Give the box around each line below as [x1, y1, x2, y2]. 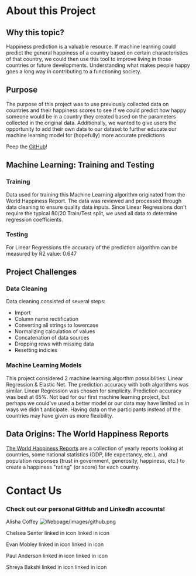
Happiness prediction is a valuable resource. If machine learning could [6, 43, 176, 50]
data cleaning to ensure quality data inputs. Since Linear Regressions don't [6, 204, 187, 211]
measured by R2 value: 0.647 [6, 250, 77, 257]
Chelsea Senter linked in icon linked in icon [6, 530, 110, 537]
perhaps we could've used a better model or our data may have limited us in [6, 399, 190, 406]
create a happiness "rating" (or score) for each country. [6, 463, 140, 470]
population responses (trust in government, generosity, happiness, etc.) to [6, 457, 185, 464]
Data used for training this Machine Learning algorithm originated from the [6, 191, 185, 198]
